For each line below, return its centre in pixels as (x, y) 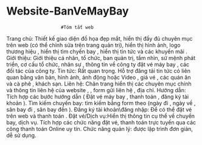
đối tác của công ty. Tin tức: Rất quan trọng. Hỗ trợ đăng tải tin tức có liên (98, 70)
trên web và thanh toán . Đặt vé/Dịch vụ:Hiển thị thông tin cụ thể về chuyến (101, 116)
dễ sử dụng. (21, 135)
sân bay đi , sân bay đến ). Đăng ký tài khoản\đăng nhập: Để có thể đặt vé (99, 109)
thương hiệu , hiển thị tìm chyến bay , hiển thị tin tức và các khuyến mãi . (97, 51)
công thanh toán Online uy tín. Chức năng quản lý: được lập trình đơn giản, (100, 129)
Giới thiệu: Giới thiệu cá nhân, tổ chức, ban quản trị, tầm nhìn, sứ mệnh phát (101, 58)
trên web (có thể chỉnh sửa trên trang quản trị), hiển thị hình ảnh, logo (93, 45)
